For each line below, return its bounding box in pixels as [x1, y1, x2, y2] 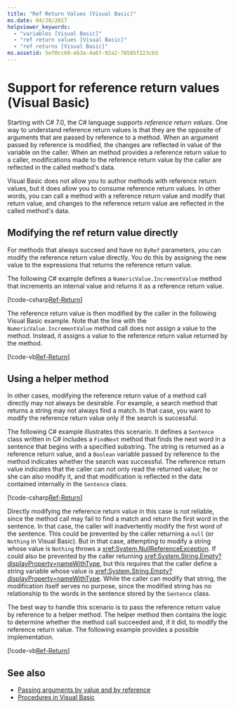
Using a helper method [7, 373, 109, 385]
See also [7, 666, 46, 679]
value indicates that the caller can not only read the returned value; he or [7, 465, 218, 474]
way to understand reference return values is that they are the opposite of [7, 125, 221, 134]
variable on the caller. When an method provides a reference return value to [7, 148, 227, 156]
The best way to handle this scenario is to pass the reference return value [7, 603, 221, 612]
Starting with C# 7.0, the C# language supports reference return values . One [7, 118, 228, 127]
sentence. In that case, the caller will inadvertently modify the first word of [7, 522, 223, 531]
